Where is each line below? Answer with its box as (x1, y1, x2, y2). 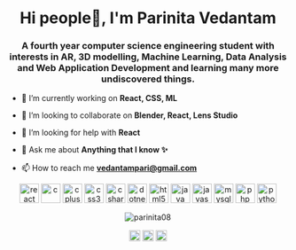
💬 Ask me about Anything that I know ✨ (20, 145, 168, 155)
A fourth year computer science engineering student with (20, 40, 276, 52)
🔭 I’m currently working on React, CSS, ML (20, 93, 178, 104)
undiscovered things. (100, 73, 196, 85)
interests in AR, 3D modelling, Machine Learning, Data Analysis (9, 51, 287, 63)
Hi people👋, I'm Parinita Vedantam (19, 8, 277, 28)
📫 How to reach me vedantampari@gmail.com (20, 163, 198, 174)
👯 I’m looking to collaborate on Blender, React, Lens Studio (20, 110, 238, 121)
